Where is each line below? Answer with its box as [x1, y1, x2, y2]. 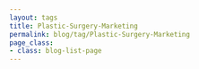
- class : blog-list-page [9, 47, 102, 56]
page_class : [9, 38, 54, 47]
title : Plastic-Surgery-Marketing [9, 22, 139, 30]
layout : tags [9, 13, 58, 22]
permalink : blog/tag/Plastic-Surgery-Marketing [9, 30, 191, 39]
